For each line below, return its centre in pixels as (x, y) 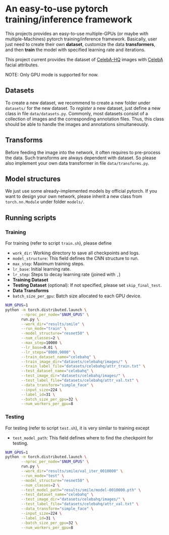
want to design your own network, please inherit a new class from (74, 196)
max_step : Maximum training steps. (48, 264)
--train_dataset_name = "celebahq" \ (58, 357)
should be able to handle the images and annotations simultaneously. (77, 124)
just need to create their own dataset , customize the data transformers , (80, 44)
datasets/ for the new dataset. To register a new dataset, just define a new (83, 108)
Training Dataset (31, 280)
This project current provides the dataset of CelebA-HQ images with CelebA (84, 59)
